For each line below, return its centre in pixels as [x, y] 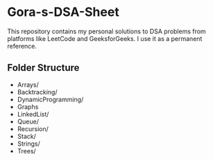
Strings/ [28, 144]
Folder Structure [43, 68]
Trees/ [26, 151]
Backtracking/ [37, 92]
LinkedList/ [33, 114]
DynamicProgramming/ [50, 99]
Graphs [28, 107]
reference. [22, 46]
